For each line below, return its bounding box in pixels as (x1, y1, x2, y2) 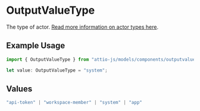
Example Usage (6, 41, 65, 51)
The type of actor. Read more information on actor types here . (6, 23, 159, 30)
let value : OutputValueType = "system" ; (6, 67, 108, 73)
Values (6, 84, 33, 94)
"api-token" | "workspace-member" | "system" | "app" (6, 100, 143, 106)
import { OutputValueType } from (6, 56, 89, 63)
